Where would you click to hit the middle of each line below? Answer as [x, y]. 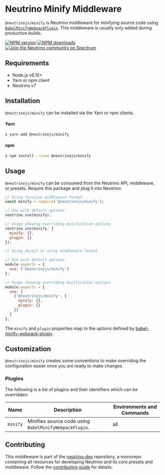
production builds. [24, 33]
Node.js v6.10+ [27, 75]
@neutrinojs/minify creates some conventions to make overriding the [76, 361]
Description [68, 410]
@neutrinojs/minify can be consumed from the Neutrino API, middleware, [80, 183]
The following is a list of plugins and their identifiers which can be [71, 389]
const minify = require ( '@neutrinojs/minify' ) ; [55, 202]
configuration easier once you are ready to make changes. [64, 366]
